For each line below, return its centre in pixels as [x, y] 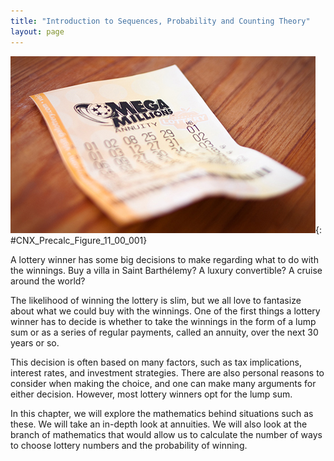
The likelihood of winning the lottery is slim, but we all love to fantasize [156, 300]
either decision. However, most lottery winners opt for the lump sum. [151, 394]
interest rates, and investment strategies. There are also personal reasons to [167, 372]
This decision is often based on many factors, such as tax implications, [156, 362]
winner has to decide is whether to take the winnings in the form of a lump [163, 321]
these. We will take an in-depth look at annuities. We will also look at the [159, 424]
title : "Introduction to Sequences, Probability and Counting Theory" [160, 21]
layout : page [37, 31]
